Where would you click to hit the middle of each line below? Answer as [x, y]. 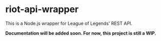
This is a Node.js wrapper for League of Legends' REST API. [69, 23]
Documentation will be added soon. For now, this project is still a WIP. [81, 33]
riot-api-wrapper [42, 9]
